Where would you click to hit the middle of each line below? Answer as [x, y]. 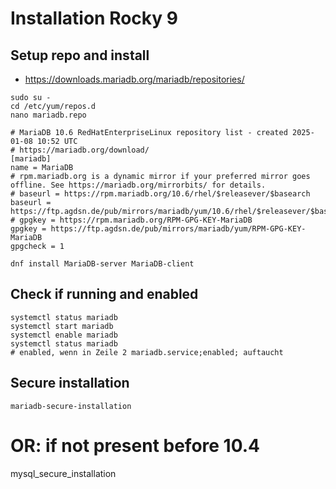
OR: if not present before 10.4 [135, 445]
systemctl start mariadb [62, 326]
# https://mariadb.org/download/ [80, 150]
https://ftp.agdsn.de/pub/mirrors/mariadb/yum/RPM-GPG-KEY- [178, 229]
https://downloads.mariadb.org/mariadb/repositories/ [134, 79]
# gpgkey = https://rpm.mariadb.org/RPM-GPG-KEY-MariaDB [131, 220]
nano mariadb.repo [48, 115]
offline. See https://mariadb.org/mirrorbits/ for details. [138, 185]
